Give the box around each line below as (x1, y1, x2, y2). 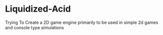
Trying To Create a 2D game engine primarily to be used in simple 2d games (5, 19, 159, 25)
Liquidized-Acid (5, 3, 71, 15)
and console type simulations (5, 24, 64, 30)
